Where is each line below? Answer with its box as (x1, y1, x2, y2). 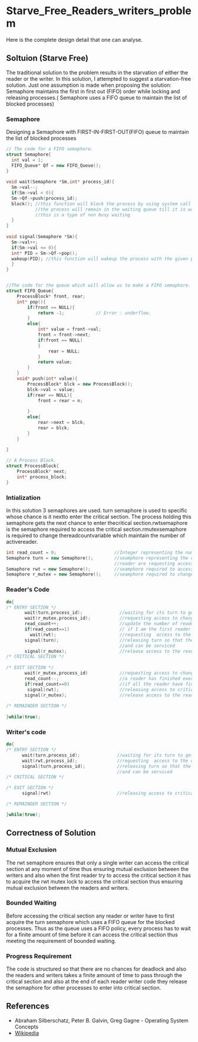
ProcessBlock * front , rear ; (16, 293, 85, 299)
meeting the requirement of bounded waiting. (6, 937, 117, 944)
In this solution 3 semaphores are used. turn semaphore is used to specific (6, 507, 187, 514)
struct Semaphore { (6, 152, 51, 157)
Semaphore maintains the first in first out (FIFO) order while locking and (6, 87, 180, 95)
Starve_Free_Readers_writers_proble (6, 4, 192, 18)
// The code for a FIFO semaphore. (6, 146, 94, 152)
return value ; (37, 359, 72, 365)
